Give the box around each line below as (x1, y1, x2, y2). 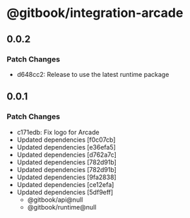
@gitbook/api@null (27, 195, 83, 204)
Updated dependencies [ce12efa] (16, 180, 114, 188)
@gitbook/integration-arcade (6, 5, 184, 21)
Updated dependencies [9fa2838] (16, 173, 117, 181)
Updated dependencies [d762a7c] (16, 150, 117, 159)
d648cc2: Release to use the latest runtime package (16, 70, 170, 78)
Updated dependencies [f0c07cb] (16, 135, 116, 144)
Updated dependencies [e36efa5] (16, 143, 116, 151)
